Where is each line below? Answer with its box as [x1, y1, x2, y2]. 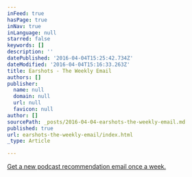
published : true [7, 125, 53, 132]
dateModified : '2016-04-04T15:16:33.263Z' [7, 61, 130, 68]
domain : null [13, 93, 51, 100]
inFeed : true [7, 10, 45, 17]
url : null [13, 99, 41, 106]
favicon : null [13, 106, 53, 113]
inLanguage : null [7, 29, 57, 36]
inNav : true [7, 23, 41, 29]
